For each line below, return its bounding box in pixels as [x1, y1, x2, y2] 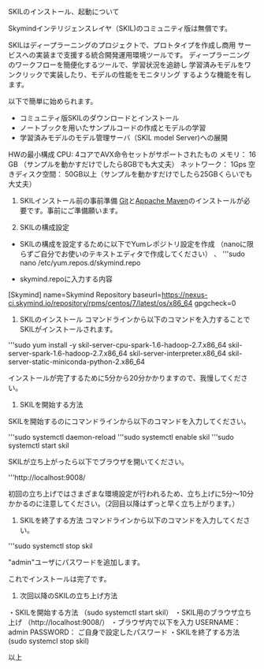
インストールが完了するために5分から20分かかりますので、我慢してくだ [8, 374, 241, 382]
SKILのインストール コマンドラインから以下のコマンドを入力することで [19, 314, 251, 324]
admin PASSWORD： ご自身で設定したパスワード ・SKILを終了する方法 [8, 627, 240, 637]
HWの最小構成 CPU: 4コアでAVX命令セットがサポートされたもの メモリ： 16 [8, 150, 256, 159]
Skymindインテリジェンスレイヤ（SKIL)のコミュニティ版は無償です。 [8, 24, 232, 33]
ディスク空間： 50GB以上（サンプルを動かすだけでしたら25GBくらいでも [14, 169, 253, 179]
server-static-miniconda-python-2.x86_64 [8, 357, 146, 366]
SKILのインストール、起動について [8, 7, 120, 16]
